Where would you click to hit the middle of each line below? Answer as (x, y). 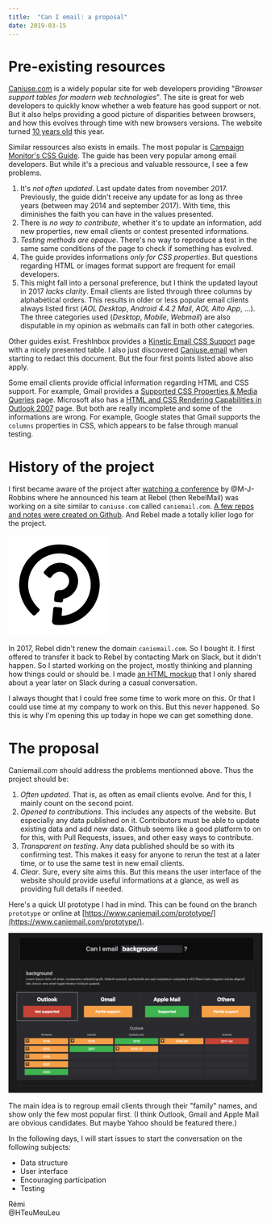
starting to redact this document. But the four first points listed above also (131, 358)
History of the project (81, 467)
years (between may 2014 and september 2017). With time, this (125, 206)
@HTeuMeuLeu (34, 1212)
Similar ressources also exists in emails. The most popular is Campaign (126, 147)
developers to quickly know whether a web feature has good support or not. (135, 106)
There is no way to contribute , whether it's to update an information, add (141, 223)
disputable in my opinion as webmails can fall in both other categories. (137, 326)
